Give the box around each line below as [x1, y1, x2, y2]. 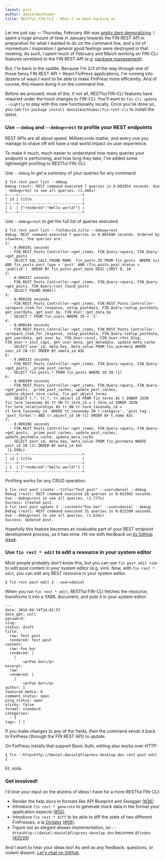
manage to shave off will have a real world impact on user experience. [5, 140, 148, 146]
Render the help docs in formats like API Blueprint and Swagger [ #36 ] [12, 798, 154, 804]
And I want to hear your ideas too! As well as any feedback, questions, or [5, 845, 154, 851]
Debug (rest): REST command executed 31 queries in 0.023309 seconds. [5, 509, 153, 513]
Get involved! [5, 777, 38, 784]
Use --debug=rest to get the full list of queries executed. [5, 218, 119, 224]
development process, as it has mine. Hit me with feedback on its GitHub [5, 531, 153, 537]
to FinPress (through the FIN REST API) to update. [5, 733, 106, 739]
